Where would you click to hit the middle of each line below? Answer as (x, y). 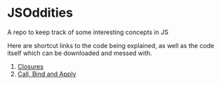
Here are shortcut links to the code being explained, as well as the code (111, 45)
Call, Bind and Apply (47, 74)
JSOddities (40, 13)
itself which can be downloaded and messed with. (80, 53)
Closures (31, 66)
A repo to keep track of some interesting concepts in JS (88, 32)
